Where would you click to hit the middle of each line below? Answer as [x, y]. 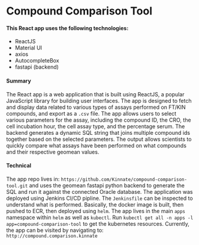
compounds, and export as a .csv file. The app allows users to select [91, 113]
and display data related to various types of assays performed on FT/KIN [96, 107]
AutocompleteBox [37, 61]
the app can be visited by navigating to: [55, 230]
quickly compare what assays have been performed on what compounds [97, 145]
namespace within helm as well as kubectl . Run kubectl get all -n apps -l [100, 217]
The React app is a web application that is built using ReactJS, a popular [95, 94]
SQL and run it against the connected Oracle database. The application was [99, 191]
